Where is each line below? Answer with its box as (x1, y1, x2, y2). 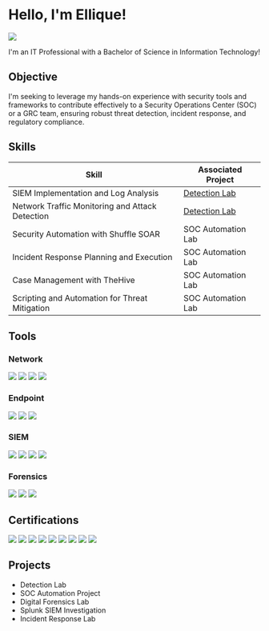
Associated (198, 164, 243, 175)
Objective (8, 70, 58, 84)
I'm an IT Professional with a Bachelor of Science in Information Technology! (8, 46, 260, 57)
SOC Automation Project (19, 588, 101, 597)
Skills (8, 140, 36, 154)
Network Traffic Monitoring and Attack (12, 200, 157, 211)
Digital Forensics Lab (19, 597, 90, 606)
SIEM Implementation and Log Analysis (12, 187, 159, 198)
